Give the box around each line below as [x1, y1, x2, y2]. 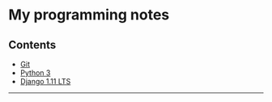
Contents [8, 38, 57, 52]
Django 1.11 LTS [19, 77, 71, 86]
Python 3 [19, 68, 51, 78]
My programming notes [8, 6, 170, 24]
